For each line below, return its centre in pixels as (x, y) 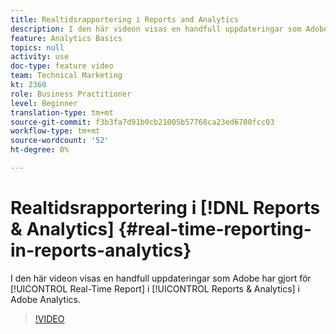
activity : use (40, 57)
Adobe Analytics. (46, 299)
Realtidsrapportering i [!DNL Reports (165, 208)
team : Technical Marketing (66, 76)
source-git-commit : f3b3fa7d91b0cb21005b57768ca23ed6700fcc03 (142, 122)
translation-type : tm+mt (62, 112)
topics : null (37, 47)
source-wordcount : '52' (60, 141)
